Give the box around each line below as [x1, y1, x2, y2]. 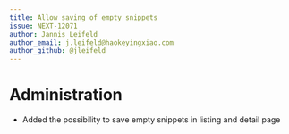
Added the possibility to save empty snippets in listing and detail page [21, 114, 281, 125]
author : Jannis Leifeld [9, 29, 98, 38]
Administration [9, 85, 123, 105]
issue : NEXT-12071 [9, 21, 78, 30]
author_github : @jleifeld [9, 46, 106, 55]
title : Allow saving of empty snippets [9, 13, 158, 22]
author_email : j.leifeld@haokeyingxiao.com [9, 38, 174, 47]
